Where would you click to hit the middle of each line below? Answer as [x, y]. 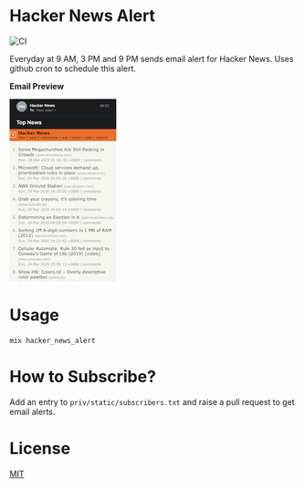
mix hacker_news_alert [52, 340]
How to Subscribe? [83, 377]
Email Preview [37, 86]
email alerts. [32, 411]
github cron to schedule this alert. [73, 68]
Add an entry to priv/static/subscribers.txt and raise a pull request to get [152, 401]
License [40, 449]
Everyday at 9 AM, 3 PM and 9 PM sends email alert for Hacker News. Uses [152, 58]
